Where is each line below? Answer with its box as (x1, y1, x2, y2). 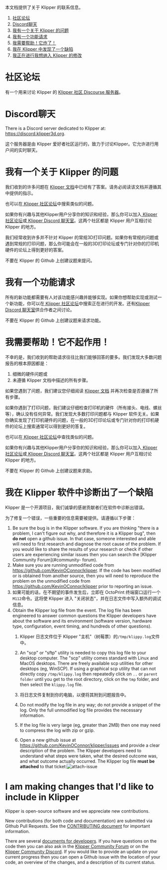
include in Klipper (5, 791, 80, 803)
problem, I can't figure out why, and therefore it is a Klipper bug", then (12, 530, 156, 536)
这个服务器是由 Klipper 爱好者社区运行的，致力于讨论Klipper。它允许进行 (5, 141, 155, 147)
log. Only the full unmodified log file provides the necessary (19, 707, 143, 713)
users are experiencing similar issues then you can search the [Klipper (12, 551, 157, 557)
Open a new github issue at (19, 737, 76, 743)
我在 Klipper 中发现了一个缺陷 (12, 46, 74, 52)
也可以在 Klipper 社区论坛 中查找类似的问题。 (5, 434, 96, 440)
